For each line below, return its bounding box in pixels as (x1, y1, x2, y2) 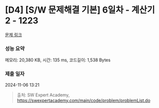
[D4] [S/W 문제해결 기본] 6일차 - (5, 4, 130, 16)
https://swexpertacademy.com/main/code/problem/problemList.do (16, 97, 151, 103)
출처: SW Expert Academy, (16, 92, 70, 98)
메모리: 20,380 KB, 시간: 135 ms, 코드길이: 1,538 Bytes (5, 57, 111, 63)
